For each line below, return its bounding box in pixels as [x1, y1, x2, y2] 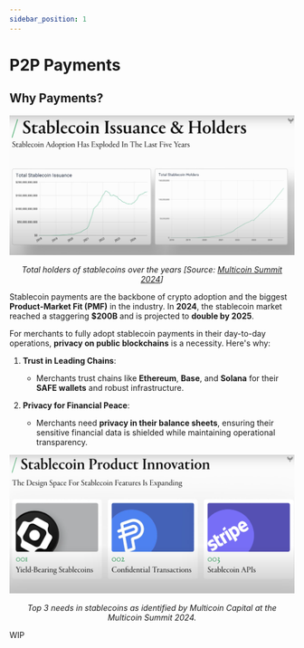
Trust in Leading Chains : [22, 356, 117, 367]
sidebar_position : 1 [9, 14, 88, 24]
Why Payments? [9, 91, 104, 106]
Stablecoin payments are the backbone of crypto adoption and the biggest [9, 291, 288, 302]
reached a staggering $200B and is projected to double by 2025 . [9, 310, 255, 321]
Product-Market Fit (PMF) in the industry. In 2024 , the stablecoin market [9, 301, 282, 312]
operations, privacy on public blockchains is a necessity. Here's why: [9, 338, 271, 348]
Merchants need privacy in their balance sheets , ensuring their [35, 417, 274, 429]
